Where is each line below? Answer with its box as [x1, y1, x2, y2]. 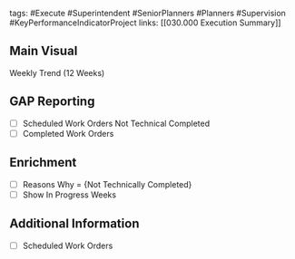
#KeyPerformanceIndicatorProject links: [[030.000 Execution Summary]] [9, 17, 281, 28]
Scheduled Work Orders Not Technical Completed [22, 118, 211, 129]
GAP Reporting [9, 94, 95, 110]
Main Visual [9, 43, 78, 59]
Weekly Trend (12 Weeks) [9, 67, 105, 78]
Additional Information [9, 216, 140, 232]
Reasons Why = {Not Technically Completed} [22, 178, 192, 189]
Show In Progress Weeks [22, 189, 116, 200]
